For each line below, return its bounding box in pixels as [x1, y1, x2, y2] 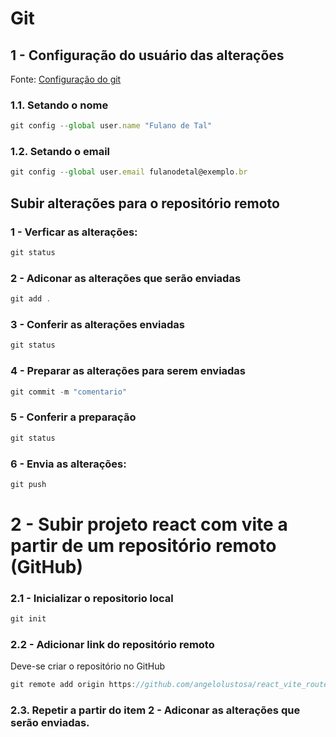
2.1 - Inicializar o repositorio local [10, 591, 174, 605]
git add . [10, 294, 52, 304]
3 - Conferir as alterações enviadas [10, 318, 185, 331]
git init [10, 614, 47, 624]
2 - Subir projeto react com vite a [10, 513, 288, 536]
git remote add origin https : [10, 680, 137, 690]
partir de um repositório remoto [10, 534, 277, 557]
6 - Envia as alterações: [10, 457, 127, 471]
